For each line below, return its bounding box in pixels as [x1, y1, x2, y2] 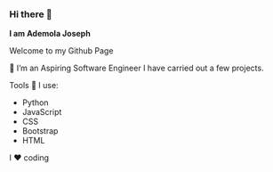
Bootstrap [21, 126, 59, 136]
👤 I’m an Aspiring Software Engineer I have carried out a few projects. [9, 62, 264, 74]
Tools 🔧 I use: [9, 80, 60, 91]
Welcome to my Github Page [9, 45, 114, 56]
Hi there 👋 [9, 8, 53, 20]
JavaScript [21, 107, 62, 118]
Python [21, 97, 49, 108]
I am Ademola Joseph [9, 29, 91, 39]
